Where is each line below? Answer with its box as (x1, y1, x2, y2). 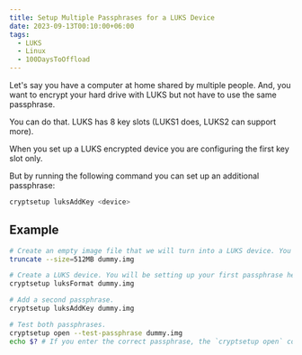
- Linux (17, 47, 47, 56)
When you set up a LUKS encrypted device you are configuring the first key (9, 143, 289, 154)
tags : (9, 30, 30, 39)
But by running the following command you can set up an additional (9, 170, 260, 181)
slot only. (9, 153, 43, 163)
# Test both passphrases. (9, 320, 106, 329)
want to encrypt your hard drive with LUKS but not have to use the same (9, 89, 277, 100)
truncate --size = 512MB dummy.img (9, 254, 135, 264)
